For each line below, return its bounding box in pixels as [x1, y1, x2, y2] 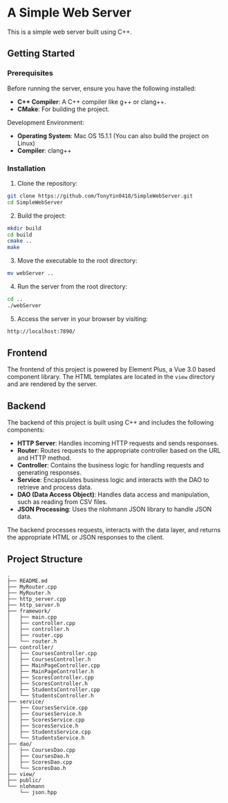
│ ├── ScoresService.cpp [7, 717, 85, 724]
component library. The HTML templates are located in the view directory [7, 373, 216, 381]
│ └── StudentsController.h [7, 693, 95, 699]
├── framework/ [7, 608, 51, 615]
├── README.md [7, 578, 48, 585]
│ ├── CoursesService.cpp [7, 704, 88, 712]
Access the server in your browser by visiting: [17, 314, 149, 322]
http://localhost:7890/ [7, 328, 76, 335]
